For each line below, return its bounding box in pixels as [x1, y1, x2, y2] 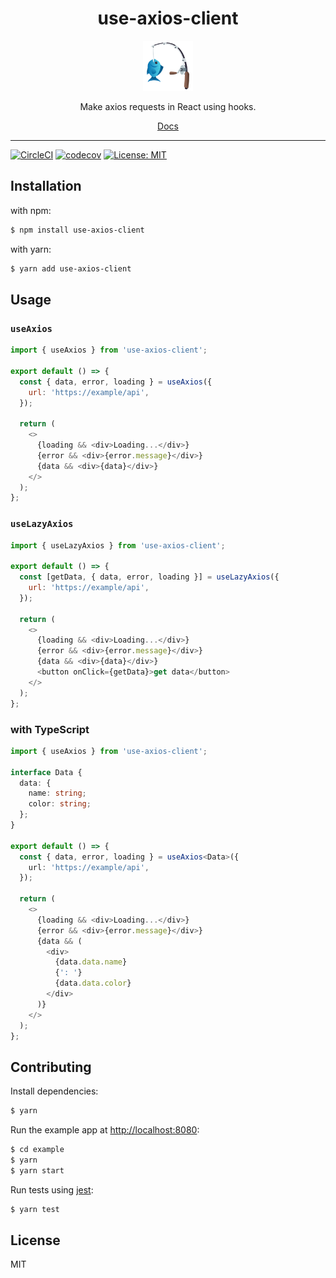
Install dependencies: [10, 1085, 99, 1097]
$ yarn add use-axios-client [10, 263, 132, 274]
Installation [10, 178, 82, 195]
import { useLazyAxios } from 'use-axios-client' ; [10, 540, 226, 551]
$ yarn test [10, 1204, 60, 1214]
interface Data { [10, 767, 83, 777]
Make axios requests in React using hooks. [79, 100, 257, 112]
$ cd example [10, 1145, 65, 1155]
